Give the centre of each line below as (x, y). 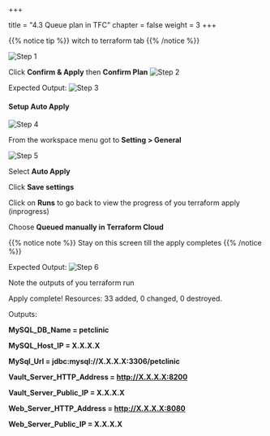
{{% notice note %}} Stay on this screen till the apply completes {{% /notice (135, 243)
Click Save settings (41, 187)
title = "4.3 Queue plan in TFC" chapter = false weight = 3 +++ (112, 25)
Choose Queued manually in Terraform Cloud (86, 227)
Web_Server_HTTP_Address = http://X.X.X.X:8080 (97, 408)
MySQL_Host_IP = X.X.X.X (54, 346)
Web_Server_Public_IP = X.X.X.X (66, 424)
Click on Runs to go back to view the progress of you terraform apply (124, 203)
